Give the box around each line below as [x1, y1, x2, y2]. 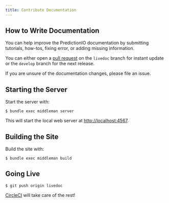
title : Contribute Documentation [5, 7, 77, 13]
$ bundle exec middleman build [5, 156, 72, 161]
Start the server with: [5, 99, 50, 105]
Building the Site [5, 132, 59, 141]
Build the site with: [5, 146, 44, 152]
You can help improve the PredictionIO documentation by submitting [5, 40, 149, 46]
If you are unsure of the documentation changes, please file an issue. [5, 70, 151, 77]
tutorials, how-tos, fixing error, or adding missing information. [5, 45, 134, 52]
